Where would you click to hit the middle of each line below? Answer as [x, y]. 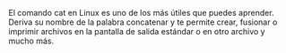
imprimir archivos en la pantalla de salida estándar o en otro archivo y [137, 31]
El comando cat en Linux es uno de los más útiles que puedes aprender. [141, 13]
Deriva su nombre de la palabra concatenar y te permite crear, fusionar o [143, 22]
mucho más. [31, 41]
